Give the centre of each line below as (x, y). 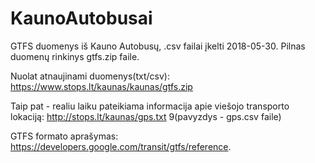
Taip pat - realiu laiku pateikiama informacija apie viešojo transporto (150, 106)
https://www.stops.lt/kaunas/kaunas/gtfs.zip (101, 86)
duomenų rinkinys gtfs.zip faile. (75, 56)
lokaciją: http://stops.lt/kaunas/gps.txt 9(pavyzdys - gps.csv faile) (146, 116)
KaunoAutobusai (81, 18)
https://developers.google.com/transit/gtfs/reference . (121, 146)
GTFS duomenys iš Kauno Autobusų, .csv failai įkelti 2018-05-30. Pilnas (158, 46)
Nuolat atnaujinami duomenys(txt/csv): (90, 76)
